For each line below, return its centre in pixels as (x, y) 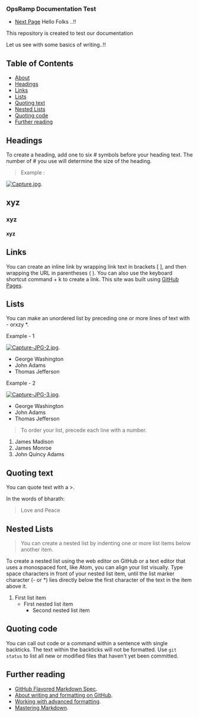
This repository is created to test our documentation (70, 33)
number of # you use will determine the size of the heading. (79, 161)
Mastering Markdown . (41, 708)
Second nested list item (61, 610)
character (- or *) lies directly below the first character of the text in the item (99, 580)
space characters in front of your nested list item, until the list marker (90, 573)
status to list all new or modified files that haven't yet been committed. (92, 656)
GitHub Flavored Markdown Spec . (56, 689)
